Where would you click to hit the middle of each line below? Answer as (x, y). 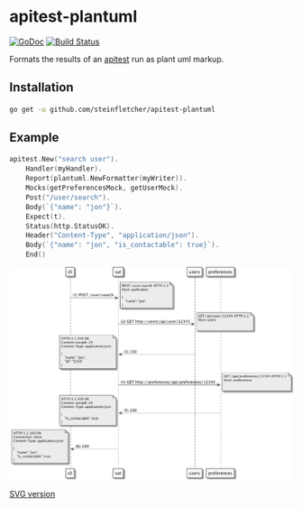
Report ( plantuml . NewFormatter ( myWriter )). (106, 179)
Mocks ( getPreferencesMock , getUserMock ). (104, 188)
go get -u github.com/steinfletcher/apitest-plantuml (113, 109)
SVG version (32, 494)
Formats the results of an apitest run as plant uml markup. (117, 59)
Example (34, 138)
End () (36, 254)
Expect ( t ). (46, 217)
